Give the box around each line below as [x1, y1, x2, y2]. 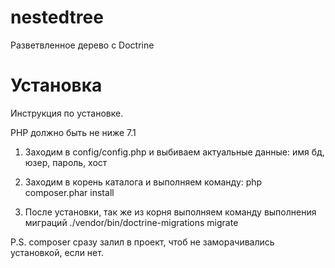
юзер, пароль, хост [24, 156, 108, 168]
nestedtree [10, 6, 104, 29]
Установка [10, 74, 103, 97]
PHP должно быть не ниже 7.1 [10, 126, 137, 138]
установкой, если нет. [10, 246, 104, 258]
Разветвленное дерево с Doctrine [10, 39, 155, 51]
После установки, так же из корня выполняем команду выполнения [24, 206, 317, 218]
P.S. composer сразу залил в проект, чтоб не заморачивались [10, 236, 275, 248]
